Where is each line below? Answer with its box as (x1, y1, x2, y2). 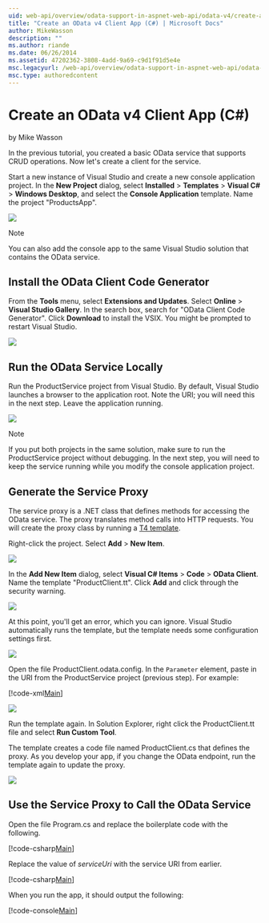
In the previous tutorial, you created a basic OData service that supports (8, 147, 247, 157)
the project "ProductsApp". (8, 197, 98, 207)
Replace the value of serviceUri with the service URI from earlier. (8, 859, 223, 869)
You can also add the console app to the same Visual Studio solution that (8, 244, 249, 253)
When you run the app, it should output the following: (8, 890, 184, 900)
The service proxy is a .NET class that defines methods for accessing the (8, 506, 250, 515)
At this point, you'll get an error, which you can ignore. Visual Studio (8, 617, 232, 626)
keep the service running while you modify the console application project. (8, 461, 255, 471)
